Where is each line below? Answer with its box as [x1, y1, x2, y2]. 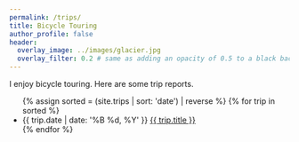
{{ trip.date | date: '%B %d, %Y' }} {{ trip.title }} [21, 114, 196, 125]
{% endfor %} [21, 124, 74, 134]
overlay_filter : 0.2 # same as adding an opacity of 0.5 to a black [17, 54, 277, 63]
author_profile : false [9, 29, 93, 38]
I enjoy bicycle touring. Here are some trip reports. [9, 79, 194, 89]
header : [9, 37, 38, 47]
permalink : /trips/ [9, 12, 82, 22]
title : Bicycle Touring [9, 21, 98, 30]
